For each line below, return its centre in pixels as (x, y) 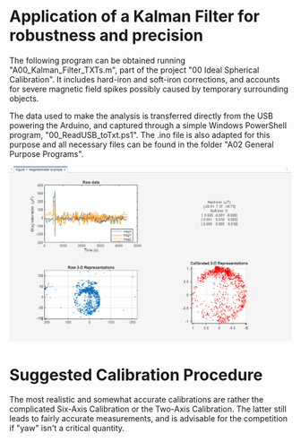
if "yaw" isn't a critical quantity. (67, 429)
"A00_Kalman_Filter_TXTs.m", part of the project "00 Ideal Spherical (134, 70)
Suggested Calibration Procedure (136, 375)
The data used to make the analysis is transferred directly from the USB (141, 116)
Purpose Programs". (47, 153)
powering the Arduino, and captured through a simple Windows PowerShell (148, 125)
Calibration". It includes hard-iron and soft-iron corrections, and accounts (145, 79)
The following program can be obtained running (98, 60)
